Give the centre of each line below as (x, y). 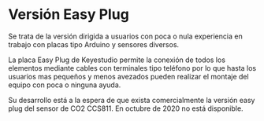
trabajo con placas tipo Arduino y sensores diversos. (94, 44)
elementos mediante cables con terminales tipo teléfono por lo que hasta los (132, 68)
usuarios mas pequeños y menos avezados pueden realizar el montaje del (129, 76)
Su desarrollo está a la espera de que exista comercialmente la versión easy (132, 100)
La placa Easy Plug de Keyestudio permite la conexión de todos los (117, 60)
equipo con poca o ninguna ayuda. (65, 85)
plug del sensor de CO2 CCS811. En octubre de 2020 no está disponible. (126, 108)
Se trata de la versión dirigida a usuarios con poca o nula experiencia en (125, 36)
